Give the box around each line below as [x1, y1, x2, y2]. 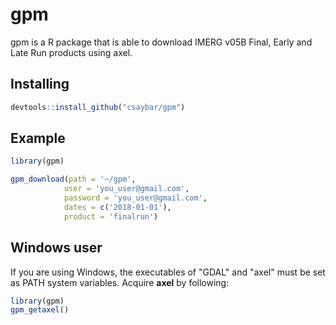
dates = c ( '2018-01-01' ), [63, 202, 172, 212]
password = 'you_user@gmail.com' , [63, 193, 208, 203]
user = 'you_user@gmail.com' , [63, 184, 190, 194]
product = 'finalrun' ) [63, 211, 159, 222]
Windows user [10, 239, 103, 257]
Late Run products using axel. [10, 46, 133, 58]
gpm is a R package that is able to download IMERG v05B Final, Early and [10, 36, 313, 48]
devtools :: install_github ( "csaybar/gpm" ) [10, 102, 186, 112]
